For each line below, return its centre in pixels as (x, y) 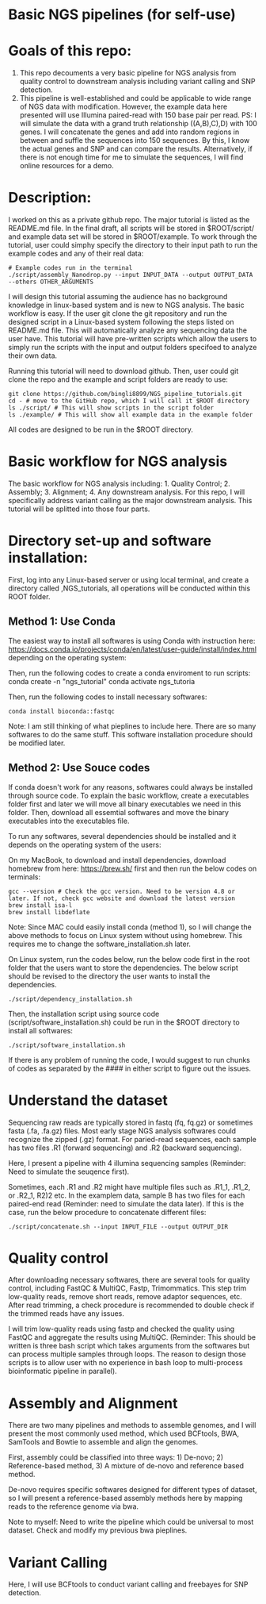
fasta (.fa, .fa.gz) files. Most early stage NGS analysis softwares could (122, 1131)
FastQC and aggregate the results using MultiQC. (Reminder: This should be (132, 1337)
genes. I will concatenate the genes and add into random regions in (129, 132)
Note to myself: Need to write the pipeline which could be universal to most (131, 1522)
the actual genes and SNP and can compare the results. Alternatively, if (136, 149)
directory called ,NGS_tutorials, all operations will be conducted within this (129, 588)
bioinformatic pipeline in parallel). (63, 1371)
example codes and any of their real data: (76, 254)
